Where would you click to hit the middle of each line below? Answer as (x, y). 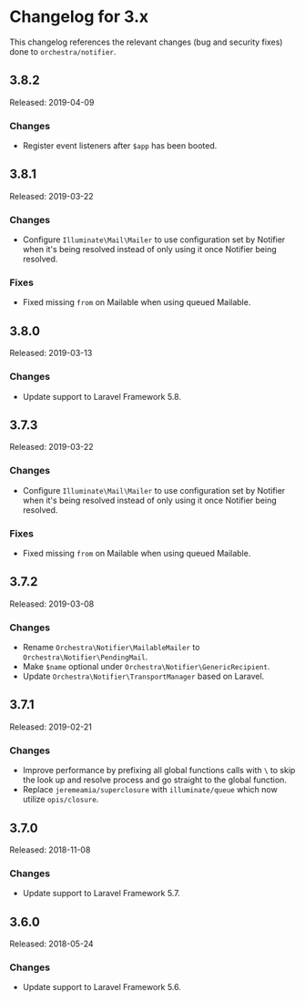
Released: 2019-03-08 (52, 604)
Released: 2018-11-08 (50, 850)
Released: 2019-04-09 (52, 102)
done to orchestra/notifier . (63, 51)
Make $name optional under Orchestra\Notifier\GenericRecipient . (146, 667)
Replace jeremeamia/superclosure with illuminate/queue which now (150, 790)
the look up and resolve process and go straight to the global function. (154, 780)
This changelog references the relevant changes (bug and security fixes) (146, 42)
